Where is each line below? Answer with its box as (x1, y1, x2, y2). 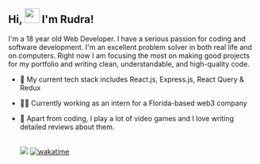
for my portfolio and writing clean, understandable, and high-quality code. (8, 59, 250, 68)
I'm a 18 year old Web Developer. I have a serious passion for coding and (8, 33, 246, 44)
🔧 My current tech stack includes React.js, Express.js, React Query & (19, 74, 244, 84)
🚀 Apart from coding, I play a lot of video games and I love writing (19, 113, 235, 123)
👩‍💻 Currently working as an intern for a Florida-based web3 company (19, 98, 247, 108)
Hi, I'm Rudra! (8, 13, 94, 26)
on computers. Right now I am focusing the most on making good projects (8, 51, 250, 60)
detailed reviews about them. (19, 122, 115, 132)
